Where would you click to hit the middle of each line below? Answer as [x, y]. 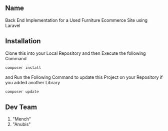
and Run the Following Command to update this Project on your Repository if [84, 77]
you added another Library [33, 82]
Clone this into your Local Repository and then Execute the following [75, 53]
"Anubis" [21, 125]
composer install [23, 67]
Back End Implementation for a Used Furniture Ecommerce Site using [76, 20]
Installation [23, 41]
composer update [22, 92]
